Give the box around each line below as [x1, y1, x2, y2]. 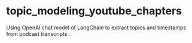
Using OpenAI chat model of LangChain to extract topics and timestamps [6, 24, 187, 31]
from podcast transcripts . [6, 30, 71, 37]
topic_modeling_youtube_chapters [6, 4, 182, 18]
